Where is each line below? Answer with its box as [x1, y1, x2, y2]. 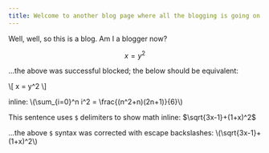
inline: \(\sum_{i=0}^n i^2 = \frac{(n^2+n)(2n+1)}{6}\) [8, 97, 183, 107]
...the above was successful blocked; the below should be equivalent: [8, 66, 239, 76]
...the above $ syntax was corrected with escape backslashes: [8, 128, 214, 138]
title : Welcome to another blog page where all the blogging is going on [8, 11, 261, 20]
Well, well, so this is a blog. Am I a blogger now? [8, 34, 168, 43]
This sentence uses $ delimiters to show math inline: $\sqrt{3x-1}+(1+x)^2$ [8, 113, 257, 123]
